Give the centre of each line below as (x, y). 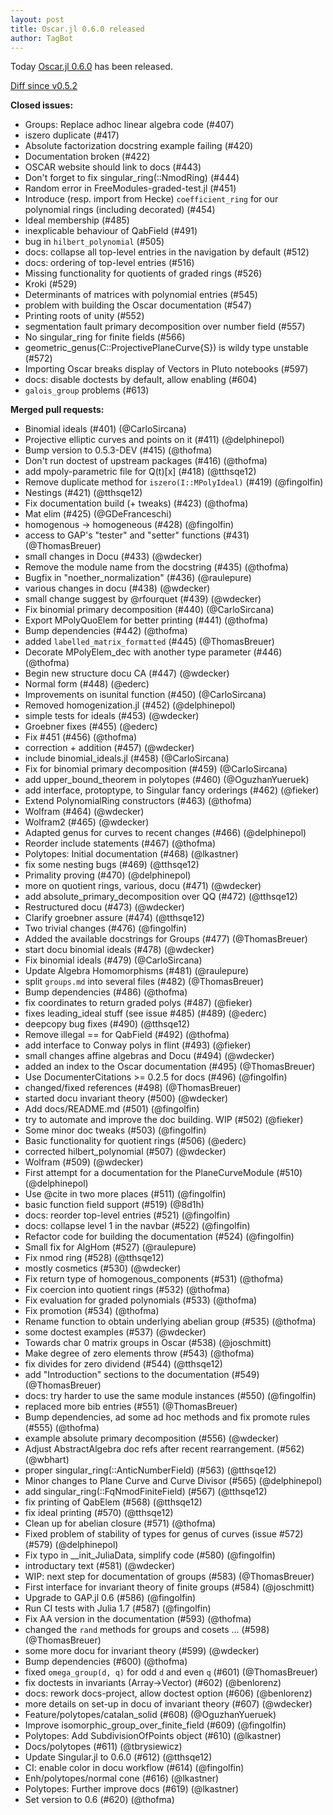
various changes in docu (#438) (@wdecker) (117, 588)
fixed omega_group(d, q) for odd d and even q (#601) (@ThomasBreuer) (171, 1672)
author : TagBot (42, 38)
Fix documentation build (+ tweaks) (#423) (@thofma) (136, 503)
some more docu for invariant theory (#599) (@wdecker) (142, 1651)
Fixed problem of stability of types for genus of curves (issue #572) (164, 1534)
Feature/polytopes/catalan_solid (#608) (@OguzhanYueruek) (150, 1715)
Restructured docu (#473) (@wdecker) (104, 907)
